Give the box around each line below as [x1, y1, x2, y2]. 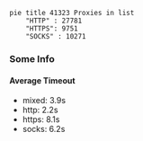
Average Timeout [9, 75, 76, 85]
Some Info [9, 52, 56, 65]
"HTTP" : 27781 [25, 16, 83, 25]
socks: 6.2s [22, 124, 66, 135]
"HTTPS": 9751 [25, 24, 78, 33]
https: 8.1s [22, 114, 60, 125]
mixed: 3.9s [22, 95, 66, 106]
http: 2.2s [22, 104, 58, 116]
